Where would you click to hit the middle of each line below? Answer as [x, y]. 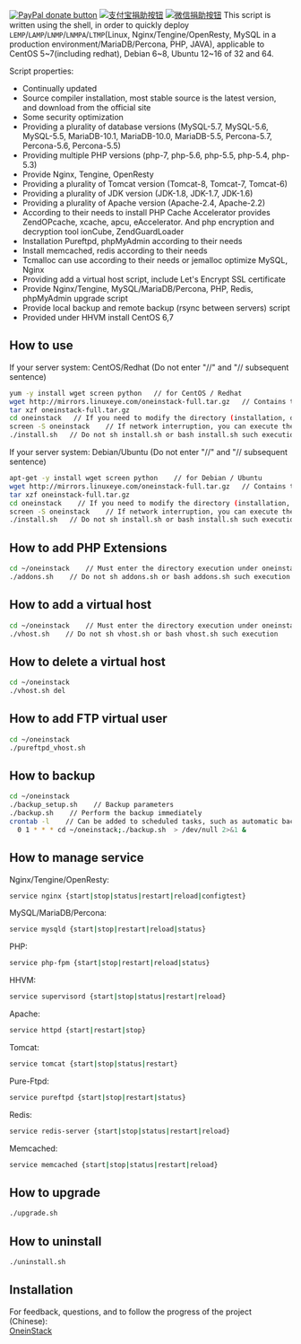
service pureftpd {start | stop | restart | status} [98, 1097]
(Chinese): [28, 1321]
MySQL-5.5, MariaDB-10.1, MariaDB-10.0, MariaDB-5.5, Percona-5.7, [147, 136]
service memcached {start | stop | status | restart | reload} [114, 1164]
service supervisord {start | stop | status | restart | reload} [118, 997]
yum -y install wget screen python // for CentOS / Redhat [126, 393]
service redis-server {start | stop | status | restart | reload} [120, 1131]
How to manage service [77, 858]
